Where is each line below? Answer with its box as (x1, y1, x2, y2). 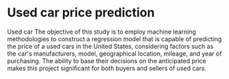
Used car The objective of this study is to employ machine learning (7, 27, 197, 36)
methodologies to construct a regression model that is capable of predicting (7, 34, 222, 43)
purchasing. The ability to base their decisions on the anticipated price (7, 56, 206, 65)
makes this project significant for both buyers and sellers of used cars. (7, 64, 207, 72)
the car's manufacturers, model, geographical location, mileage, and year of (7, 49, 222, 58)
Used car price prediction (7, 5, 155, 21)
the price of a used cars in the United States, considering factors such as (7, 42, 214, 50)
